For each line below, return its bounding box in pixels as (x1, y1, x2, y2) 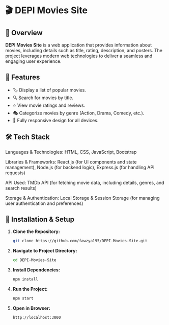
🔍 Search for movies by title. (12, 95, 74, 101)
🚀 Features (5, 73, 40, 82)
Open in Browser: (12, 305, 51, 311)
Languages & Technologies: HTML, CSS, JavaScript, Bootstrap (5, 149, 137, 155)
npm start (12, 296, 34, 301)
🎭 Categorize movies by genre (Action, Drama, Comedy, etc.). (12, 110, 145, 116)
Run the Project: (12, 286, 48, 292)
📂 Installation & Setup (5, 215, 75, 224)
